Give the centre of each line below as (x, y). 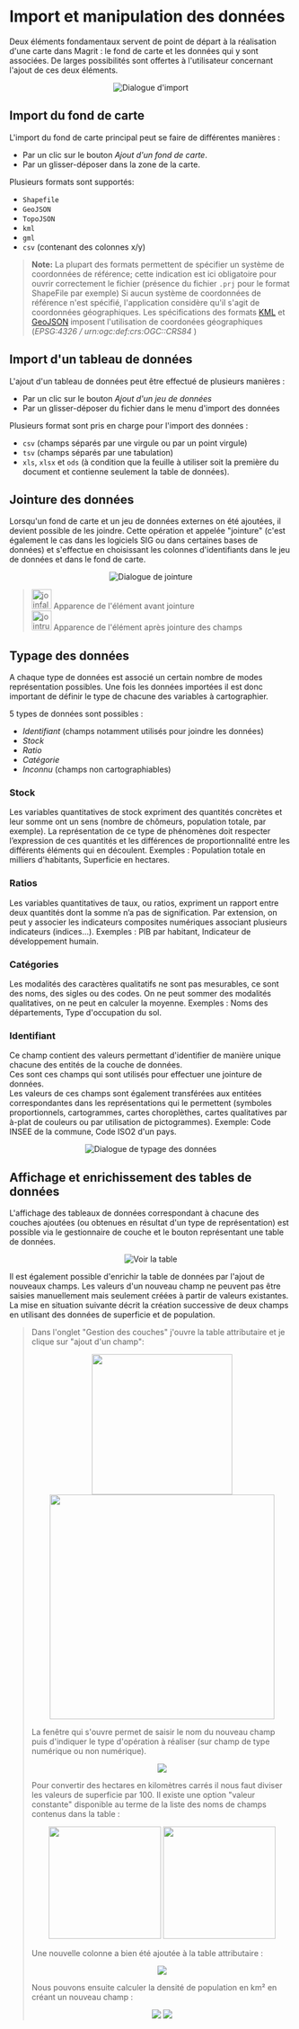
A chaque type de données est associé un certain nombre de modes (136, 678)
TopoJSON (39, 219)
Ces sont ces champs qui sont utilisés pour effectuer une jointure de (136, 1075)
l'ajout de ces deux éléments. (64, 70)
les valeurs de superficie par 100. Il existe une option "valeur (143, 1795)
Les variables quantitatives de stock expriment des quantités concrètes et (146, 812)
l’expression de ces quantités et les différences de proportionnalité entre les (149, 841)
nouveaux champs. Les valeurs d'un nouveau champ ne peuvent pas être (145, 1286)
